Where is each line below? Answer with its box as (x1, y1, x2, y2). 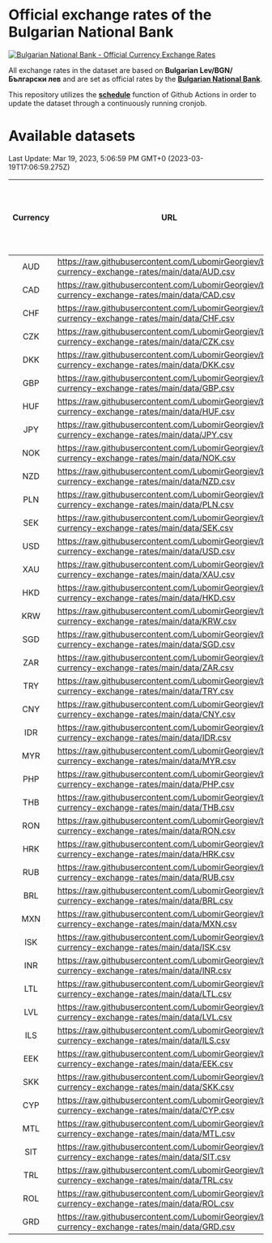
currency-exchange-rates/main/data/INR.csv (57, 964, 232, 976)
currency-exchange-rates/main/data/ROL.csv (57, 1198, 235, 1209)
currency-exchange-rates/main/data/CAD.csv (57, 289, 236, 301)
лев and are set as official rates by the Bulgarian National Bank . (48, 74, 263, 83)
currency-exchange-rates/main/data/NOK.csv (57, 452, 236, 463)
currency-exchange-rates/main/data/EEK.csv (57, 1057, 233, 1069)
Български (8, 74, 47, 83)
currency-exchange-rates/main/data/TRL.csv (57, 1174, 233, 1185)
